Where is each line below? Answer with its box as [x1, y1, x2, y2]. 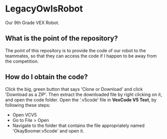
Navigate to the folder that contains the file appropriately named [12, 122, 145, 128]
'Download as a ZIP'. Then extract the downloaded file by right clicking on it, [5, 91, 162, 97]
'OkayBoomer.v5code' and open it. [12, 127, 84, 133]
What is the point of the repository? [5, 34, 118, 43]
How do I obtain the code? [5, 73, 88, 81]
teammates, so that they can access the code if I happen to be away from [5, 53, 157, 59]
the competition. [5, 58, 39, 64]
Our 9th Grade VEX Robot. [5, 20, 59, 26]
